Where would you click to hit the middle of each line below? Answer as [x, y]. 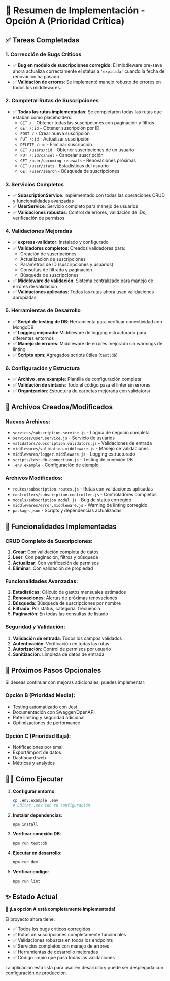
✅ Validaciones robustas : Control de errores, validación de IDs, [79, 212]
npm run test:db [30, 843]
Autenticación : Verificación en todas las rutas [61, 643]
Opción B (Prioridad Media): [40, 695]
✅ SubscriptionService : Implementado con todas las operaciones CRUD [89, 195]
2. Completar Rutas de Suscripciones [52, 100]
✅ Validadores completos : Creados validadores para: [69, 248]
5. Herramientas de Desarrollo [43, 310]
